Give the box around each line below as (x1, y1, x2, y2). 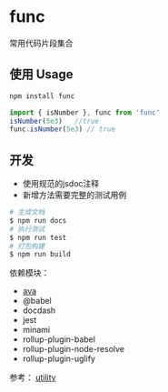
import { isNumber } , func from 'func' (9, 107, 161, 117)
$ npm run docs (9, 216, 67, 225)
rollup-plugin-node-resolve (22, 344, 125, 355)
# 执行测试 (9, 225, 45, 234)
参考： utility (9, 372, 56, 383)
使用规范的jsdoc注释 (22, 178, 100, 189)
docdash (22, 305, 56, 316)
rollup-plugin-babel (22, 334, 95, 345)
